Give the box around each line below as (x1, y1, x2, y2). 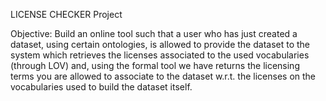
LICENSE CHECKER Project (10, 9, 123, 20)
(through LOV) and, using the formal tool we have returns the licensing (10, 60, 300, 71)
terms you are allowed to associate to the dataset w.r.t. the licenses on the (10, 70, 317, 82)
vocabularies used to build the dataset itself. (10, 81, 193, 93)
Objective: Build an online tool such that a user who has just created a (10, 28, 298, 39)
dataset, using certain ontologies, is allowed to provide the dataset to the (10, 39, 311, 50)
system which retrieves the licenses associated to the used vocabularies (10, 49, 310, 61)
